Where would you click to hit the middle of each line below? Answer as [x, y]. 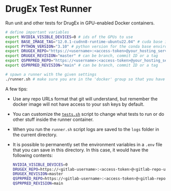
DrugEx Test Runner [49, 9]
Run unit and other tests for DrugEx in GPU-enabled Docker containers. [80, 23]
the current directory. [35, 135]
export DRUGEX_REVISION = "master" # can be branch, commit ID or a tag [82, 56]
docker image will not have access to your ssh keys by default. [78, 104]
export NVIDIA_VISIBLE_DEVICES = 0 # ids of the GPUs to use [69, 37]
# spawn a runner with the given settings [51, 74]
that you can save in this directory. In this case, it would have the [80, 150]
